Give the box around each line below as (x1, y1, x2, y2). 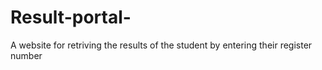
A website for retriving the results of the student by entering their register (10, 39, 313, 51)
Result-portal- (10, 6, 132, 29)
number (10, 49, 43, 61)
